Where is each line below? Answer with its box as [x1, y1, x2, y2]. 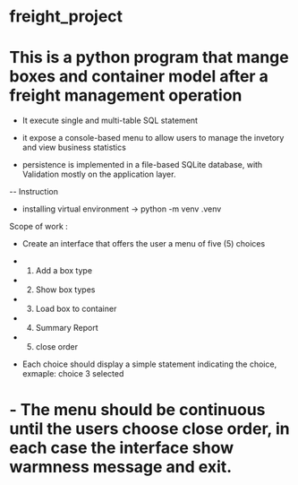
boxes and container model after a [9, 66, 268, 87]
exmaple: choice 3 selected [21, 368, 124, 379]
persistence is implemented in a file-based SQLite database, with [21, 160, 263, 170]
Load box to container [35, 303, 117, 315]
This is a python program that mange [9, 48, 289, 68]
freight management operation [9, 85, 243, 106]
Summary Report [35, 323, 98, 333]
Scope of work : [9, 221, 69, 232]
